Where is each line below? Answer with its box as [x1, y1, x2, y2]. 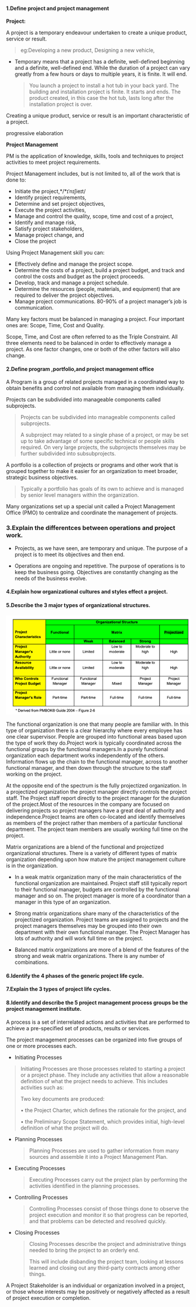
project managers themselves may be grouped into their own [14, 923, 162, 930]
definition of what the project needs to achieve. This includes [20, 1077, 168, 1084]
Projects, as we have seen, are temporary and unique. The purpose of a [14, 544, 188, 552]
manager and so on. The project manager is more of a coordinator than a [14, 892, 191, 899]
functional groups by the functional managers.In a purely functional [6, 746, 169, 753]
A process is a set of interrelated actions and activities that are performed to [6, 1018, 190, 1026]
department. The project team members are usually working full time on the [6, 826, 188, 833]
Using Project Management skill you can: [6, 249, 105, 256]
